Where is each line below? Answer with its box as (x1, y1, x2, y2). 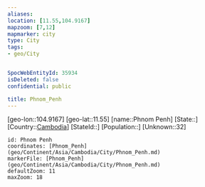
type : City (7, 37, 40, 44)
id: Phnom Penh (7, 136, 53, 143)
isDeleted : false (7, 76, 59, 83)
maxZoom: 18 (7, 174, 43, 181)
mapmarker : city (7, 30, 56, 38)
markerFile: (7, 155, 43, 163)
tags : (7, 44, 23, 51)
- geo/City (7, 51, 40, 58)
